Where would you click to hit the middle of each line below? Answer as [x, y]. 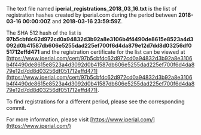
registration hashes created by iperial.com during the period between [92, 15]
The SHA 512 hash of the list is [44, 33]
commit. [16, 108]
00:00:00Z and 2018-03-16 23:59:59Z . [72, 21]
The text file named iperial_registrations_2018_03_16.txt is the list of [92, 9]
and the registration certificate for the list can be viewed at [113, 52]
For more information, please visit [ [49, 119]
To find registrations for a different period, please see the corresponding [95, 102]
